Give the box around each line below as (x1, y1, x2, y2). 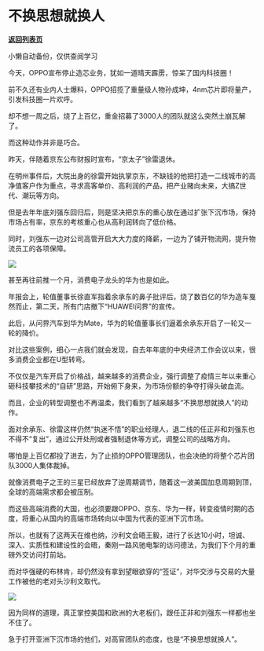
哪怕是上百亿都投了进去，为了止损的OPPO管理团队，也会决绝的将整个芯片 (8, 451, 248, 460)
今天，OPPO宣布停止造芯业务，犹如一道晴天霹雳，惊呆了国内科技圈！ (8, 68, 234, 77)
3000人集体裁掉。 (14, 460, 75, 470)
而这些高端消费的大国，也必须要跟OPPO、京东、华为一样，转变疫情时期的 (8, 503, 248, 513)
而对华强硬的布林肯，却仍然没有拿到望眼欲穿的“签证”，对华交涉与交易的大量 (8, 566, 255, 576)
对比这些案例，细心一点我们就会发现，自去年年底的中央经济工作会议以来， (8, 345, 249, 354)
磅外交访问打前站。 (8, 550, 71, 559)
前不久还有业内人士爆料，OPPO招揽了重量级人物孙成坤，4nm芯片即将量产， (8, 84, 255, 94)
